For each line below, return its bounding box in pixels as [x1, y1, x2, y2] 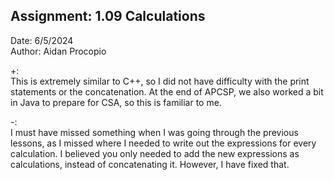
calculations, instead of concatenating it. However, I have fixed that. [10, 158, 290, 170]
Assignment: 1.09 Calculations [10, 8, 206, 25]
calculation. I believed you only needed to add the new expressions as [10, 147, 300, 159]
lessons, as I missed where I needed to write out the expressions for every [10, 137, 317, 149]
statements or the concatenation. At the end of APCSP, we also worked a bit [10, 85, 324, 98]
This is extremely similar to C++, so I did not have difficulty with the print [10, 75, 310, 87]
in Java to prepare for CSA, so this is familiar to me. [10, 96, 222, 108]
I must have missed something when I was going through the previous [10, 126, 299, 138]
